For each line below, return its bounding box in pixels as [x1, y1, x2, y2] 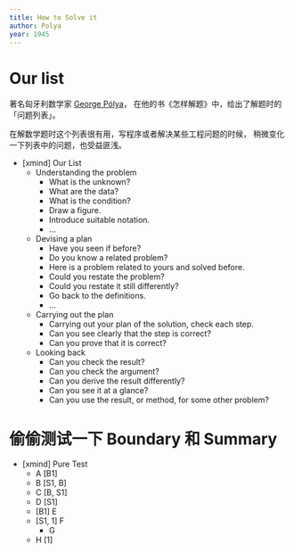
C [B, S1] [35, 487, 68, 498]
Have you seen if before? [48, 243, 142, 254]
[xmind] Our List [21, 158, 82, 169]
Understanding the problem [35, 167, 137, 178]
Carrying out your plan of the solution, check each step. [48, 318, 254, 330]
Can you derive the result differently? [48, 376, 185, 386]
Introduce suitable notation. [48, 215, 150, 226]
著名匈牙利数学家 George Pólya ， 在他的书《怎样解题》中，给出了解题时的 [9, 99, 282, 110]
